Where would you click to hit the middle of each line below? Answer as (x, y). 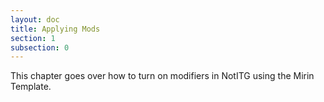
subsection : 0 (40, 47)
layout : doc (35, 19)
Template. (31, 87)
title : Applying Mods (55, 29)
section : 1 (33, 38)
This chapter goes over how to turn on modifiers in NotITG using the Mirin (162, 76)
